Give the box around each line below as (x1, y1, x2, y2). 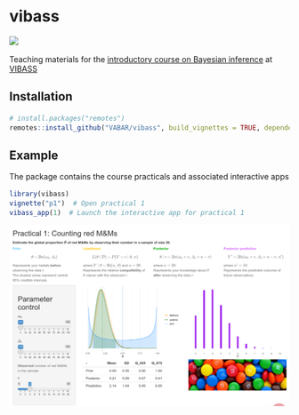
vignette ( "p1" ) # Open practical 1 (9, 199, 145, 208)
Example (9, 148, 59, 163)
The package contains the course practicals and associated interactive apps (9, 172, 289, 182)
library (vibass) (9, 189, 69, 199)
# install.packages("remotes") (9, 114, 125, 123)
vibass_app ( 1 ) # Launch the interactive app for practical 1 (9, 209, 245, 218)
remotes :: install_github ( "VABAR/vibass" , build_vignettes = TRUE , (9, 123, 261, 132)
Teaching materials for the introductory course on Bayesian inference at (9, 53, 273, 64)
